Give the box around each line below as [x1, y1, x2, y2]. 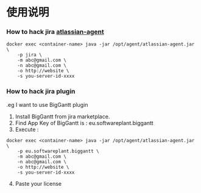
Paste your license [15, 180, 62, 187]
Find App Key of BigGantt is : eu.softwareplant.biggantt [15, 119, 153, 126]
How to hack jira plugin [6, 87, 76, 96]
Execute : [15, 126, 39, 133]
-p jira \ [17, 52, 43, 58]
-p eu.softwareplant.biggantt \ [17, 148, 99, 154]
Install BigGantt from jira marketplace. [15, 113, 110, 120]
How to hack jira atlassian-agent [6, 28, 105, 36]
